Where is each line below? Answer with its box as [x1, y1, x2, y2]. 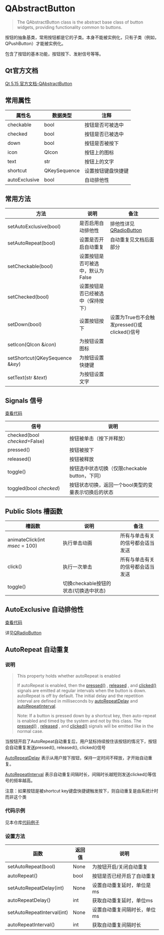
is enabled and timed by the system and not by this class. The [17, 718, 142, 724]
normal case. [17, 728, 43, 734]
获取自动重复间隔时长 [92, 922, 142, 929]
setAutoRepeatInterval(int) [7, 909, 68, 916]
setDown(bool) [7, 321, 42, 328]
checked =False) [7, 438, 45, 445]
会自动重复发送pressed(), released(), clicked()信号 [5, 744, 106, 750]
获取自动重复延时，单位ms [92, 897, 153, 904]
